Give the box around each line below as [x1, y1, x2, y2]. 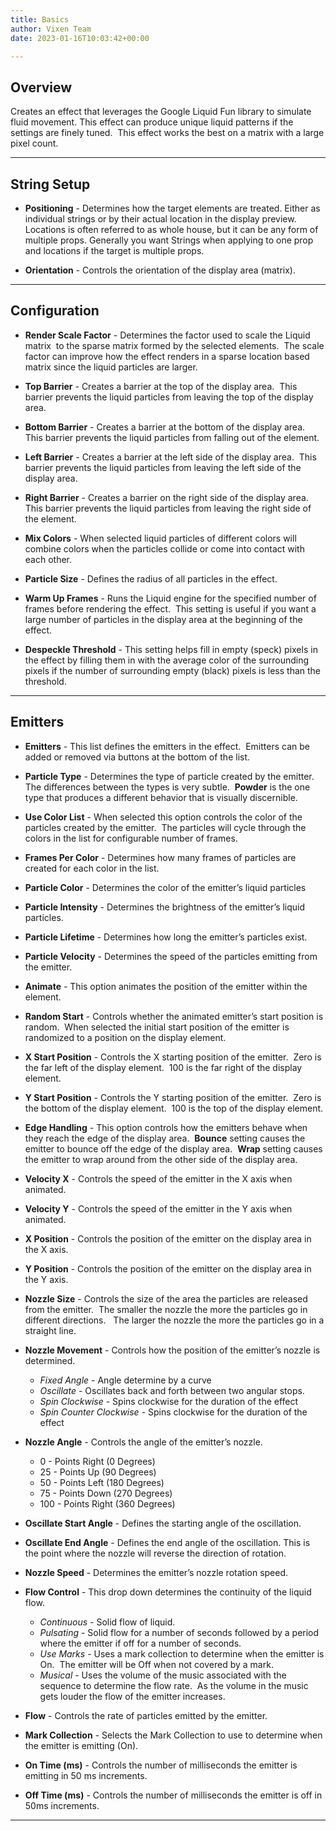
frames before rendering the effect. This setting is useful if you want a [24, 602, 317, 615]
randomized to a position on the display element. [24, 1031, 227, 1043]
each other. [24, 553, 73, 565]
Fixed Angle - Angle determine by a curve [39, 1374, 212, 1386]
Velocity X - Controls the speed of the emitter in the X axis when [24, 1172, 293, 1185]
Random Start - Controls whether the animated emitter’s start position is [24, 1010, 324, 1022]
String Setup [10, 176, 91, 193]
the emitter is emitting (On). [24, 1739, 139, 1751]
